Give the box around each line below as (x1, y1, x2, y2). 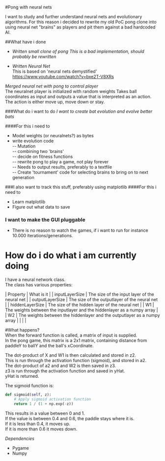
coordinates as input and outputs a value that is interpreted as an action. (5, 93, 152, 99)
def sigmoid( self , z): (5, 392, 52, 398)
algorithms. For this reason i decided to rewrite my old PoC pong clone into (5, 19, 157, 25)
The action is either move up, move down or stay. (5, 99, 105, 105)
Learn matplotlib (12, 199, 46, 205)
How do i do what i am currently (5, 250, 137, 261)
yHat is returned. (5, 373, 39, 379)
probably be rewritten (12, 54, 56, 60)
